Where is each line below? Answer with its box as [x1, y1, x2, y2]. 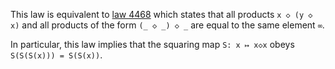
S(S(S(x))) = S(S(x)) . [10, 49, 103, 61]
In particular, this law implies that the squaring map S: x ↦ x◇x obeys [10, 39, 295, 50]
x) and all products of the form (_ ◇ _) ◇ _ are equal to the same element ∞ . [10, 19, 325, 31]
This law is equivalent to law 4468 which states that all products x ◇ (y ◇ [10, 9, 313, 20]
